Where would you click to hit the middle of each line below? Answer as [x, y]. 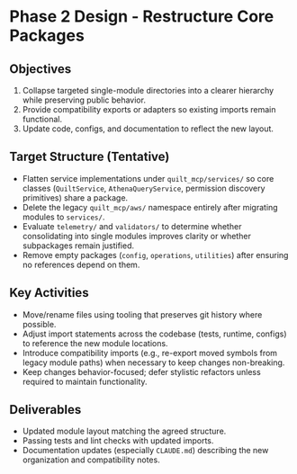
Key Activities [49, 293]
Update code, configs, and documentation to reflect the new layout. [148, 129]
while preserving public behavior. [84, 100]
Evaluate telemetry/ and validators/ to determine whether [132, 226]
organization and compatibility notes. [91, 460]
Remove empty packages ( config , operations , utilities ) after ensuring [155, 255]
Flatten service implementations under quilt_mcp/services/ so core [148, 178]
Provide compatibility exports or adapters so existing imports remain [149, 109]
